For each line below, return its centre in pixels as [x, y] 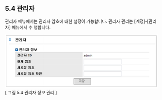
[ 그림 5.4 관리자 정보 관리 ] [31, 93]
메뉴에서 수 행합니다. [31, 27]
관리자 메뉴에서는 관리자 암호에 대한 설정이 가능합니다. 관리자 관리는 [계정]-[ [77, 21]
